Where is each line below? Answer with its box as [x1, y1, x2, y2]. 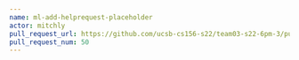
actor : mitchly [9, 21, 66, 30]
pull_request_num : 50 [9, 37, 90, 47]
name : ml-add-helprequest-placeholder [9, 12, 153, 22]
